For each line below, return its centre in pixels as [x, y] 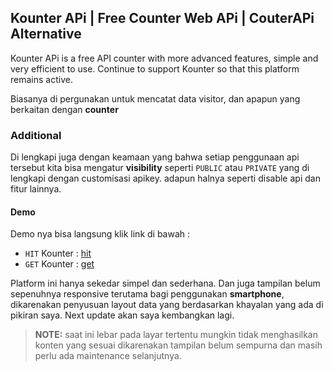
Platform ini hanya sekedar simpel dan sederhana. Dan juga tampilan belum [165, 283]
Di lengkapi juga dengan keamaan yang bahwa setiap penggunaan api [155, 157]
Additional [36, 135]
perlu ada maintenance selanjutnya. [108, 356]
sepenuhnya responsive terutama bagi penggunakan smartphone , [147, 294]
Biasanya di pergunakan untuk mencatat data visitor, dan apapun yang [155, 98]
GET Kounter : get [59, 264]
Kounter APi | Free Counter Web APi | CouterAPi [162, 18]
